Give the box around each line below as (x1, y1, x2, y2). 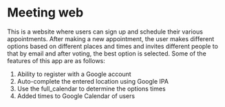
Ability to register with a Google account (17, 70, 132, 78)
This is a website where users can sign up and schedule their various (7, 27, 203, 36)
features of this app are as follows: (7, 56, 105, 64)
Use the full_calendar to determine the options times (17, 84, 167, 93)
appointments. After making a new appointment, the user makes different (7, 34, 215, 43)
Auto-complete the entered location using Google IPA (17, 77, 169, 85)
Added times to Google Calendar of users (17, 91, 136, 100)
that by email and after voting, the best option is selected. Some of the (7, 49, 206, 58)
